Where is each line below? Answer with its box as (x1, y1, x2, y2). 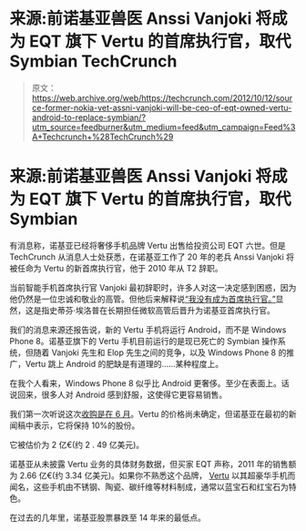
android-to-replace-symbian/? (31, 111, 147, 123)
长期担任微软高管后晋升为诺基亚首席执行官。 (107, 304, 276, 315)
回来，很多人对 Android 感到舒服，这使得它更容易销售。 (16, 389, 228, 400)
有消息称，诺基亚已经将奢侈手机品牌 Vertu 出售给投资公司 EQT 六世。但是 (9, 240, 286, 250)
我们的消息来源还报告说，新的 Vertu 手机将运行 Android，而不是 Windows (9, 324, 287, 335)
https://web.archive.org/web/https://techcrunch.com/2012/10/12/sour (31, 92, 293, 103)
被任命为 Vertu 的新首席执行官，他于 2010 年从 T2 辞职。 (9, 262, 223, 273)
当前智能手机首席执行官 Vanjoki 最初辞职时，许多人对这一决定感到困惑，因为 (9, 281, 297, 292)
